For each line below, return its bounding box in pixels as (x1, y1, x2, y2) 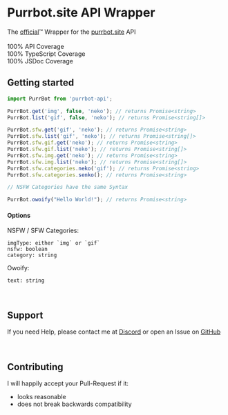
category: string (7, 252, 57, 259)
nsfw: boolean (7, 246, 48, 253)
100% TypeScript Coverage (7, 50, 86, 58)
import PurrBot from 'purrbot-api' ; (7, 95, 113, 102)
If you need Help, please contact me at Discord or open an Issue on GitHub (7, 327, 221, 336)
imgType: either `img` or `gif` (7, 240, 100, 247)
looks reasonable (17, 392, 67, 401)
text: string (7, 277, 45, 284)
